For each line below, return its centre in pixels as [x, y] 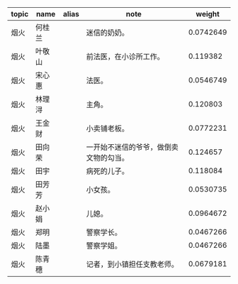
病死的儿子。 [108, 171]
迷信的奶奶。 [108, 33]
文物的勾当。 [108, 158]
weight [208, 14]
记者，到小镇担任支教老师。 [132, 264]
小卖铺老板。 [108, 129]
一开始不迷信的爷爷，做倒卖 [132, 147]
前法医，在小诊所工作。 [125, 56]
